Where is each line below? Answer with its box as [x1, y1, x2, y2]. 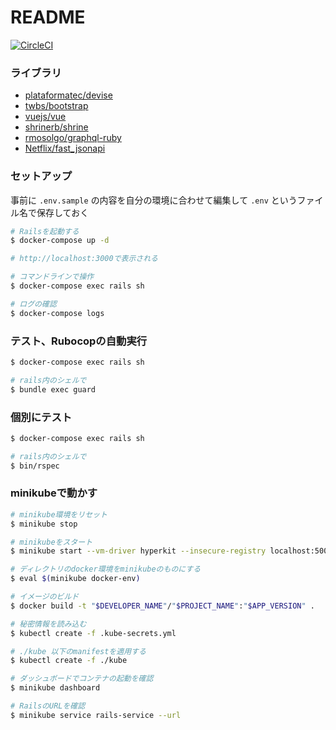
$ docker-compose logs [10, 308, 105, 318]
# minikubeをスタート [10, 537, 93, 547]
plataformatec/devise [24, 89, 113, 101]
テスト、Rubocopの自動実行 [10, 334, 148, 348]
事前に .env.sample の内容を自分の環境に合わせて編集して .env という [10, 194, 298, 206]
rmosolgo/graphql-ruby [24, 132, 122, 144]
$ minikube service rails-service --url [10, 710, 182, 720]
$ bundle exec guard [10, 384, 97, 395]
